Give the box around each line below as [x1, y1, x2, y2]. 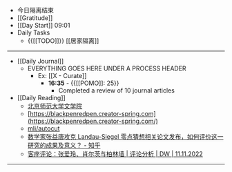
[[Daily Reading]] [17, 94, 66, 102]
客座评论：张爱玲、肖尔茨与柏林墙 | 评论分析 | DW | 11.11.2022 [27, 150, 204, 157]
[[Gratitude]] [17, 14, 53, 22]
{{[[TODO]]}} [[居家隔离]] [27, 37, 99, 45]
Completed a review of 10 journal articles [58, 86, 175, 95]
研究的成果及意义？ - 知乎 [27, 141, 101, 149]
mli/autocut [27, 124, 60, 133]
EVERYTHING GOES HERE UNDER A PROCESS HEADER [27, 64, 186, 73]
